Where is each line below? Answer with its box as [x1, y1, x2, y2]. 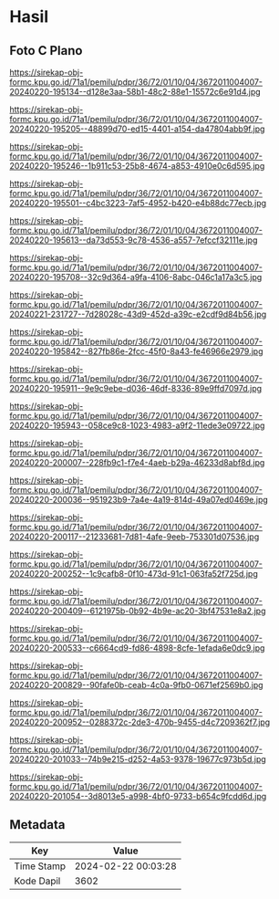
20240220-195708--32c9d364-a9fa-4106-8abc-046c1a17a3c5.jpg [9, 272, 263, 282]
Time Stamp [14, 860, 67, 873]
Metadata [9, 817, 66, 832]
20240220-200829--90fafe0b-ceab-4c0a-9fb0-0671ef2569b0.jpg [9, 680, 263, 690]
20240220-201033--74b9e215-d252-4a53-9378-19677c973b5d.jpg [9, 754, 266, 764]
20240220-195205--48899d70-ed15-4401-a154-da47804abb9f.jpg [9, 123, 265, 134]
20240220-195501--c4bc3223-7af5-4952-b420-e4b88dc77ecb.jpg [9, 198, 267, 208]
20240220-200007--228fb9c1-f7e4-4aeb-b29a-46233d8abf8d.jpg [9, 457, 265, 467]
